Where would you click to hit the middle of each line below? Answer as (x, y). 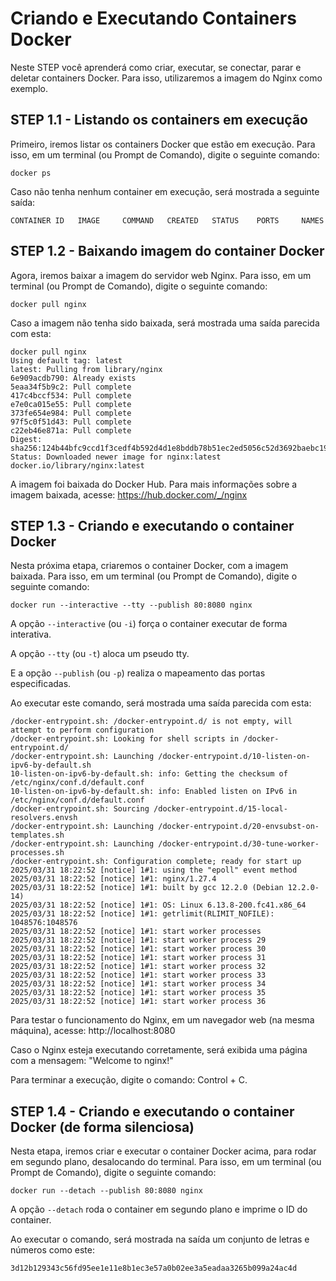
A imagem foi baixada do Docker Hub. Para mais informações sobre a (154, 484)
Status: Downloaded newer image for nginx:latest (116, 457)
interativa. (31, 634)
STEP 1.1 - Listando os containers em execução (159, 120)
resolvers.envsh (44, 818)
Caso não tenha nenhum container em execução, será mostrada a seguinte (165, 191)
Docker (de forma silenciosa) (102, 1127)
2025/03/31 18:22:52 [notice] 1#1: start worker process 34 (138, 984)
